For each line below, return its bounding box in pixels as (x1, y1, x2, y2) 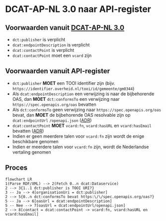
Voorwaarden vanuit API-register (5, 67, 110, 75)
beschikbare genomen (12, 138, 59, 144)
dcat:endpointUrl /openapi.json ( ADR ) (12, 117, 92, 123)
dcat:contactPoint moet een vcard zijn (12, 52, 92, 58)
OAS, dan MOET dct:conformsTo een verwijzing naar (12, 96, 120, 102)
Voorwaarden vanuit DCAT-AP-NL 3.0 (5, 23, 125, 32)
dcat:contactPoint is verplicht (12, 47, 75, 53)
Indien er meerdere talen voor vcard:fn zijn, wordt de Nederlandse (12, 144, 149, 150)
